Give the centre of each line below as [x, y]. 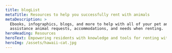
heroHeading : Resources [31, 33]
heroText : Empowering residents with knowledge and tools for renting [82, 38]
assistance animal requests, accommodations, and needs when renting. [87, 29]
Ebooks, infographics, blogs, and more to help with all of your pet [85, 24]
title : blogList [23, 10]
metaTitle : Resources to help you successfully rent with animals [78, 15]
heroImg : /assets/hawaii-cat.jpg [41, 43]
